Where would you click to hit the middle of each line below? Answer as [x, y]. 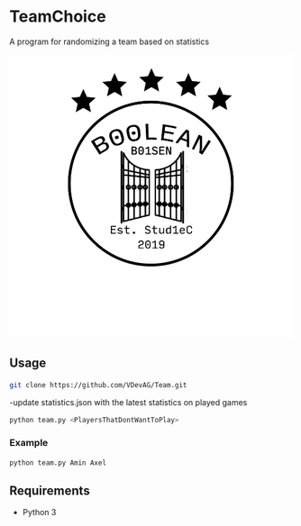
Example [29, 443]
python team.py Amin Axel [58, 463]
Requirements [50, 491]
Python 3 [39, 512]
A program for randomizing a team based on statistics [109, 41]
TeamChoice [58, 17]
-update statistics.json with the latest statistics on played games [128, 402]
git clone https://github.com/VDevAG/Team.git [98, 385]
